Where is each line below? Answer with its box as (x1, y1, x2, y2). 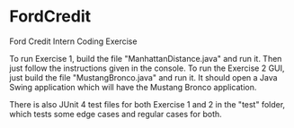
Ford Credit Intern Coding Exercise (9, 36, 138, 47)
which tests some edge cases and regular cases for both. (9, 108, 222, 119)
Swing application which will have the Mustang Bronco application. (9, 81, 257, 92)
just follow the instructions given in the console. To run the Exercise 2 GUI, (9, 63, 285, 73)
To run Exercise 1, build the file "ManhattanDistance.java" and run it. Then (9, 53, 282, 64)
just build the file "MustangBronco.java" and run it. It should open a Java (9, 72, 278, 82)
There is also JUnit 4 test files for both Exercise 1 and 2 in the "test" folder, (9, 98, 286, 109)
